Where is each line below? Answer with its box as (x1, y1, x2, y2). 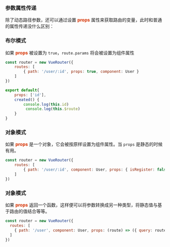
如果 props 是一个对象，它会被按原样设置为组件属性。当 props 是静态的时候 (5, 141, 163, 147)
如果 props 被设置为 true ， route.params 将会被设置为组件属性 (5, 50, 135, 56)
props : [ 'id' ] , (14, 92, 47, 97)
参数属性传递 (5, 4, 37, 11)
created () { (14, 97, 39, 102)
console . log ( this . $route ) (25, 106, 80, 112)
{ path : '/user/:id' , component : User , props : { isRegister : (23, 167, 155, 173)
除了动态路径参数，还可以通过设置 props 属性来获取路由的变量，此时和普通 (5, 17, 162, 23)
